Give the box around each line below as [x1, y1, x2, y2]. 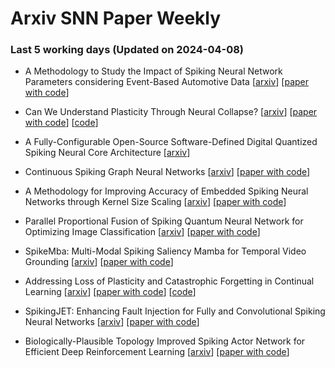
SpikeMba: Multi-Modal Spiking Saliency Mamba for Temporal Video [24, 245, 307, 257]
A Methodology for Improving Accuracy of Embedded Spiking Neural [24, 185, 309, 197]
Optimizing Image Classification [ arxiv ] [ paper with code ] [24, 226, 261, 238]
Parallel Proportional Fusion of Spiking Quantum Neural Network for [24, 215, 304, 227]
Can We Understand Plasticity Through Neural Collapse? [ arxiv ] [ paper [24, 106, 318, 118]
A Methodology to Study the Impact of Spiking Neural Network [24, 65, 283, 77]
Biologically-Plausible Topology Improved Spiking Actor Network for [24, 335, 306, 347]
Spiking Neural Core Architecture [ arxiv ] [24, 147, 191, 159]
